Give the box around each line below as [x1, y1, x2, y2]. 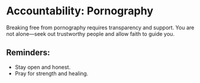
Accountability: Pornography [6, 4, 153, 18]
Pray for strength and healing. [14, 70, 88, 77]
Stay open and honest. [14, 63, 70, 70]
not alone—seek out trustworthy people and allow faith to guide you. [6, 30, 175, 37]
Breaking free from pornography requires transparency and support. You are [6, 24, 195, 31]
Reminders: [6, 48, 51, 58]
